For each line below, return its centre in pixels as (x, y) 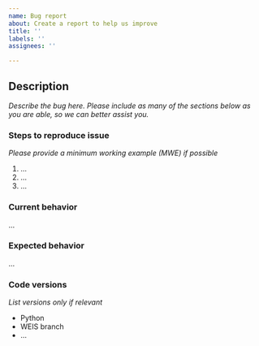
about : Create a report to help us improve (83, 24)
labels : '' (27, 39)
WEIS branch (42, 327)
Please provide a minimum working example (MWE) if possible (113, 153)
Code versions (38, 284)
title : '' (25, 31)
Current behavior (43, 207)
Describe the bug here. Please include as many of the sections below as (129, 106)
